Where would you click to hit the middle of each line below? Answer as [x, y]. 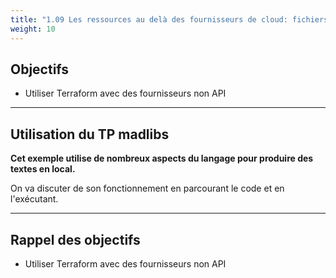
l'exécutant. [34, 199]
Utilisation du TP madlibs [90, 134]
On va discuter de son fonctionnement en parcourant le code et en [147, 188]
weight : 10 [33, 29]
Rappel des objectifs [75, 239]
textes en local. [43, 169]
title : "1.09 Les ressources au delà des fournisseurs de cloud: [149, 19]
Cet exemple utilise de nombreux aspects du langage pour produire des [162, 158]
